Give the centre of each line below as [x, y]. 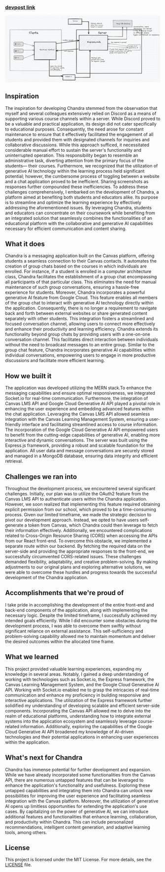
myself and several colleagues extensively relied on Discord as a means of [81, 113]
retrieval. [14, 461]
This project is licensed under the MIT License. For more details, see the [78, 860]
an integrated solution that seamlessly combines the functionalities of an [79, 218]
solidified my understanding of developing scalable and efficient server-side [82, 705]
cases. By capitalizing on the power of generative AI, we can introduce [77, 811]
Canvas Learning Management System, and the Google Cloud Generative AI [82, 684]
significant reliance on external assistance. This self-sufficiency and [74, 631]
